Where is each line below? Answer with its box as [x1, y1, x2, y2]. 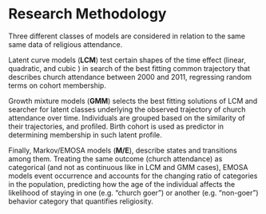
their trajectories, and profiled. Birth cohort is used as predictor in [8, 121, 224, 131]
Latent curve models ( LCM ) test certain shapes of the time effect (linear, [8, 55, 246, 65]
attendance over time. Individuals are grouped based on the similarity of [8, 113, 245, 122]
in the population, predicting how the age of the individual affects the [8, 179, 236, 188]
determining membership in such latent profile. [8, 129, 162, 140]
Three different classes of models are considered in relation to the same [8, 31, 246, 41]
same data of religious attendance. [8, 39, 123, 49]
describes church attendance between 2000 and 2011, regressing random [8, 72, 252, 81]
